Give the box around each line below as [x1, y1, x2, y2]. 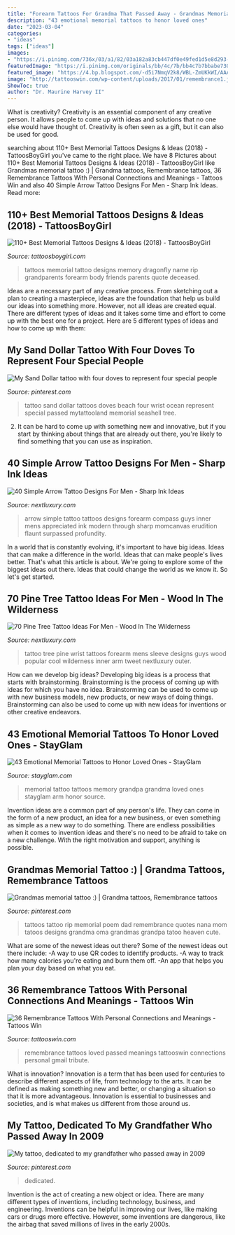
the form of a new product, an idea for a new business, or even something [7, 813, 221, 822]
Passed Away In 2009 [7, 1130, 104, 1142]
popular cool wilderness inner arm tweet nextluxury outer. [24, 657, 192, 665]
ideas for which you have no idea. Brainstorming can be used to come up [7, 686, 218, 694]
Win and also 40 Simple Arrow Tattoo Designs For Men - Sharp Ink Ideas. [7, 181, 218, 189]
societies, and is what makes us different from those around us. [7, 1099, 191, 1107]
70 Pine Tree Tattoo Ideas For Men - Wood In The [7, 592, 224, 604]
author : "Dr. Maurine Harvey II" [7, 88, 105, 95]
